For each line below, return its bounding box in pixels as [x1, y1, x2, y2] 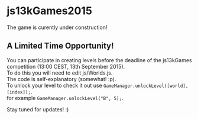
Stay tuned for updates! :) [7, 105, 69, 113]
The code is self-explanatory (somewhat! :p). [7, 75, 116, 82]
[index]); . [7, 88, 33, 95]
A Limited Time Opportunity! [7, 41, 114, 51]
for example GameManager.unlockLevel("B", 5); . [7, 94, 124, 101]
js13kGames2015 [7, 4, 92, 18]
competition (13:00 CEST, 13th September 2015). [7, 63, 125, 70]
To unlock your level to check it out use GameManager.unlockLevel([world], [7, 82, 189, 89]
